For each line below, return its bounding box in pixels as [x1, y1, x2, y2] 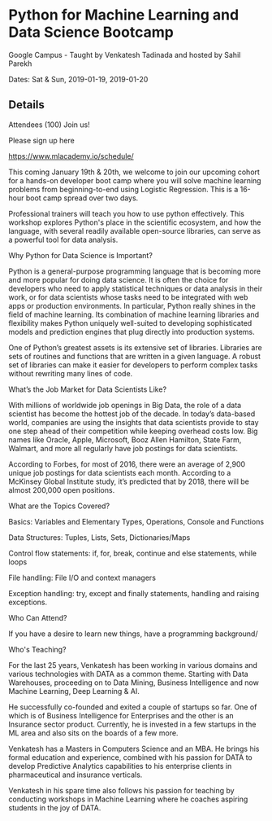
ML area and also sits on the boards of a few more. [8, 727, 179, 738]
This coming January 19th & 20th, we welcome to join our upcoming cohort [8, 167, 260, 177]
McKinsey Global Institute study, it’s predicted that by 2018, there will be [8, 476, 249, 486]
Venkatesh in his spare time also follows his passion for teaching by [8, 785, 235, 795]
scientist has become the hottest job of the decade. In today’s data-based [8, 409, 256, 419]
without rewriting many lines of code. [8, 368, 133, 378]
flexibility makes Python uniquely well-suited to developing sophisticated [8, 318, 253, 327]
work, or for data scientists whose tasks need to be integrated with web [8, 292, 248, 302]
